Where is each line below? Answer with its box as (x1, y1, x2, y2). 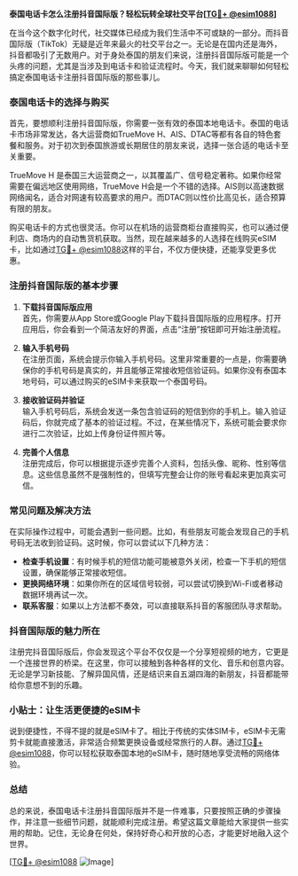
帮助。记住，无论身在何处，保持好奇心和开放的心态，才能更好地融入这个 (24, 827, 289, 838)
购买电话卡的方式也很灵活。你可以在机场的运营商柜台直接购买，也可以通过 (9, 222, 281, 233)
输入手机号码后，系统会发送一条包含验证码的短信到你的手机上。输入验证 (21, 405, 286, 416)
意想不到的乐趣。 (24, 680, 87, 691)
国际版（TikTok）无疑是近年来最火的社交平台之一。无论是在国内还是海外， (9, 39, 282, 49)
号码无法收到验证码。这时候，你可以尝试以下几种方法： (9, 536, 211, 548)
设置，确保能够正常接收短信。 (21, 567, 131, 577)
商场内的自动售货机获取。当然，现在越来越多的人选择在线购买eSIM (32, 233, 277, 244)
